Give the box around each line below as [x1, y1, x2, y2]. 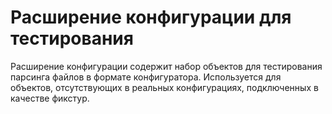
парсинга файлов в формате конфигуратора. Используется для [10, 71, 282, 83]
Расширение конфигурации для [10, 6, 292, 29]
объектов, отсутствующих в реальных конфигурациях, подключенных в [10, 81, 319, 93]
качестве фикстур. [10, 92, 90, 104]
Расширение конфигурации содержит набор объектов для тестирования [10, 60, 323, 72]
